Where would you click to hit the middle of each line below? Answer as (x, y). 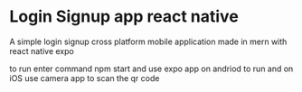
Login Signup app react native (124, 17)
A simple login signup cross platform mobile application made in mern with (148, 41)
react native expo (42, 51)
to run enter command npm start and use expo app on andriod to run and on (151, 69)
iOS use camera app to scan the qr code (85, 78)
